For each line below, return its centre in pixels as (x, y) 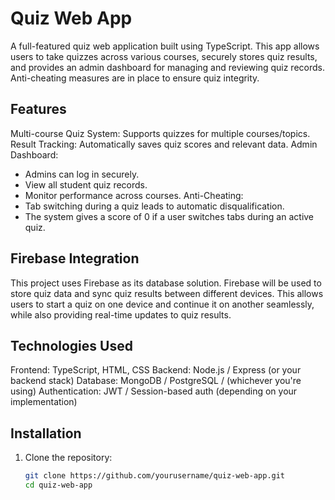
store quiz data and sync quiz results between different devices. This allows (167, 293)
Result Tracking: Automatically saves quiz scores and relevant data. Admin (164, 144)
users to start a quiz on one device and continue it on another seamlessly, (162, 304)
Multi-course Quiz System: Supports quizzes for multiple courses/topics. (160, 133)
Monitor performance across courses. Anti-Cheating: (134, 195)
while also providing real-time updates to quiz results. (121, 314)
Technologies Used (71, 345)
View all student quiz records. (86, 184)
